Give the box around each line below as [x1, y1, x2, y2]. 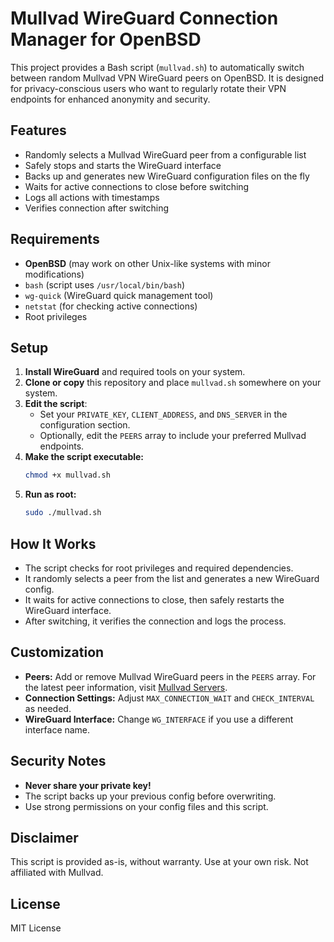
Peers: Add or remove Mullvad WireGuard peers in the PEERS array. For [24, 670, 317, 682]
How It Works [10, 535, 97, 552]
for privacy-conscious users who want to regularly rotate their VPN [10, 82, 287, 94]
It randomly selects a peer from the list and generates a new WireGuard [24, 572, 320, 584]
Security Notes [10, 753, 107, 770]
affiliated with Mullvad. [10, 867, 104, 879]
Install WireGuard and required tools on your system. [24, 366, 246, 378]
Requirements [10, 231, 100, 248]
